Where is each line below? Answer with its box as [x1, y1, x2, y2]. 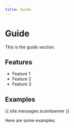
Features [5, 58, 32, 66]
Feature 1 [12, 71, 30, 77]
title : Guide [5, 7, 31, 12]
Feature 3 [12, 81, 31, 87]
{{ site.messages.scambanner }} [5, 108, 70, 114]
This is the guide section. [5, 44, 55, 50]
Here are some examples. [5, 117, 57, 124]
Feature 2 [12, 76, 31, 82]
